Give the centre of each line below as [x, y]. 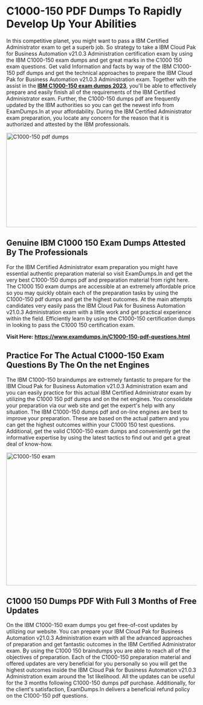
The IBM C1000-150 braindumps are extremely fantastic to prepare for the [98, 380]
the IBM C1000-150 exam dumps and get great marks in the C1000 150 [94, 60]
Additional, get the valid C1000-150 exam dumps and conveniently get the [98, 431]
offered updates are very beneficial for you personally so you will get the [97, 664]
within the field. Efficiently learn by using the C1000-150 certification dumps [101, 318]
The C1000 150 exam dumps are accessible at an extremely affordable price [101, 286]
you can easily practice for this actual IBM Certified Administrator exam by [99, 392]
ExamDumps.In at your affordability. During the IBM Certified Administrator [99, 111]
